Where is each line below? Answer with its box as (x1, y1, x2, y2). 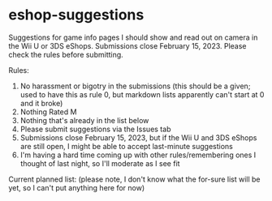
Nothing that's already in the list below (19, 115, 149, 125)
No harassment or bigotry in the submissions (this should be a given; (19, 81, 251, 91)
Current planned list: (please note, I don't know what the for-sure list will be (8, 174, 261, 184)
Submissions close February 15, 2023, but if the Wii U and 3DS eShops (19, 132, 257, 143)
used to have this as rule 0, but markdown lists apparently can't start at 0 (19, 89, 265, 99)
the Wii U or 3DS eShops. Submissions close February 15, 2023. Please (8, 41, 247, 50)
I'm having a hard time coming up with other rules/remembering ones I (19, 150, 257, 160)
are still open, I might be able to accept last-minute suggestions (19, 141, 234, 151)
